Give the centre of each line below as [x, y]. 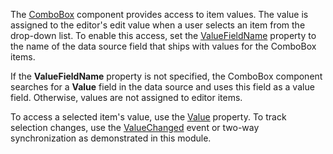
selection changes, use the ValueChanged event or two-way [135, 127]
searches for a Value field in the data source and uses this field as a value [162, 87]
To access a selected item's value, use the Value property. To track [148, 117]
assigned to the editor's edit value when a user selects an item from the [158, 25]
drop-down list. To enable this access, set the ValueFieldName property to [163, 35]
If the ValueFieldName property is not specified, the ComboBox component [166, 76]
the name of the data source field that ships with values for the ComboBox [163, 46]
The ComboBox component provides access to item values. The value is [159, 14]
